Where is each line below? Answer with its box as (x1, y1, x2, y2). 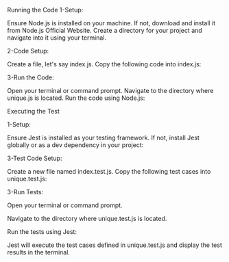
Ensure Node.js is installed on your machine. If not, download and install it (7, 19, 216, 27)
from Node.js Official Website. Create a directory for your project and (7, 27, 202, 34)
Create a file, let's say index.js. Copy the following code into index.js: (7, 60, 202, 68)
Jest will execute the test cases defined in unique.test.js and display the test (7, 241, 223, 249)
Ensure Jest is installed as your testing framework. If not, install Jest (7, 133, 200, 142)
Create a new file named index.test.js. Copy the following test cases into (7, 168, 211, 175)
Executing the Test (7, 107, 60, 115)
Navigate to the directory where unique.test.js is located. (7, 215, 167, 222)
